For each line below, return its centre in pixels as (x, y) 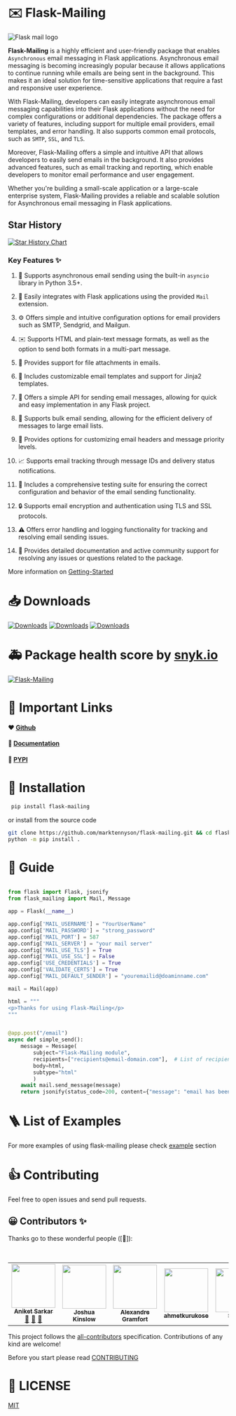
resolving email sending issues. (63, 537)
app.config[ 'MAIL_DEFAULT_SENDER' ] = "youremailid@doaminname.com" (109, 976)
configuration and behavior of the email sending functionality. (107, 492)
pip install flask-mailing (50, 806)
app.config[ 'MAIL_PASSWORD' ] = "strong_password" (82, 930)
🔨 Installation (47, 788)
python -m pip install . (44, 839)
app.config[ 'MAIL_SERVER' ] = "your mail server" (80, 944)
